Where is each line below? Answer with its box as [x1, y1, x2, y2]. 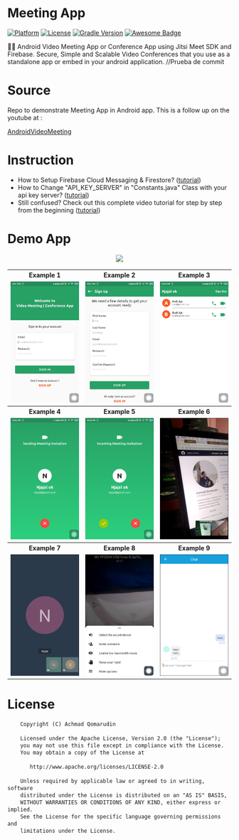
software [7, 785, 33, 792]
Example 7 [28, 544, 61, 553]
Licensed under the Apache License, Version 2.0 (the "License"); [20, 735, 221, 742]
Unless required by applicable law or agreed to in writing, [20, 777, 205, 785]
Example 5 [103, 408, 136, 416]
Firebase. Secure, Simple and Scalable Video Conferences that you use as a [7, 50, 230, 58]
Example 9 [178, 544, 211, 553]
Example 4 [28, 408, 61, 416]
